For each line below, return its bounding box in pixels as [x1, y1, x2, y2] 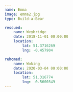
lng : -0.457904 [22, 47, 53, 53]
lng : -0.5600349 [22, 79, 55, 85]
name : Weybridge [13, 30, 47, 35]
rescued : [4, 25, 23, 30]
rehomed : [4, 57, 23, 62]
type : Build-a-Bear [4, 16, 45, 21]
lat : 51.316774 [22, 75, 53, 80]
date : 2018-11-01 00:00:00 [13, 34, 69, 39]
